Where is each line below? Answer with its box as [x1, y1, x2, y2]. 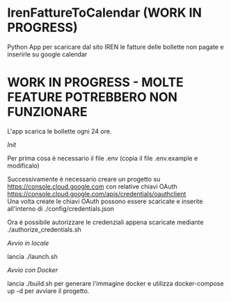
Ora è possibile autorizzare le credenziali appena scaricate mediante [7, 218, 204, 226]
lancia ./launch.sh [7, 252, 58, 260]
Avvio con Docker [7, 266, 58, 274]
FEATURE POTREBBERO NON [7, 89, 177, 105]
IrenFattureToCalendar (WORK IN [7, 5, 202, 21]
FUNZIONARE [7, 104, 88, 120]
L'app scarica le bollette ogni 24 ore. [7, 127, 112, 135]
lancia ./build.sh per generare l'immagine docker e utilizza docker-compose [7, 279, 224, 287]
